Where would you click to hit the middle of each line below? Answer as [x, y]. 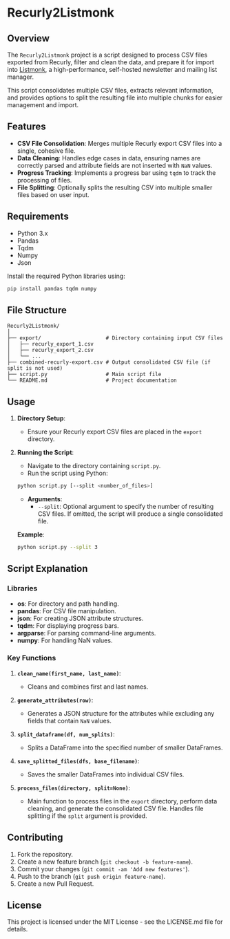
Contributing [35, 838]
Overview [29, 38]
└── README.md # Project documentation [92, 381]
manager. [21, 77]
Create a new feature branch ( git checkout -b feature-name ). [105, 862]
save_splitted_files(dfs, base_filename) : [78, 761]
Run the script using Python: [67, 473]
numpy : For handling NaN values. [65, 640]
